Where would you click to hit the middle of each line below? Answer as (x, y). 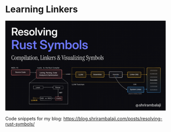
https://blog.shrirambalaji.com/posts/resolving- (113, 119)
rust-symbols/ (20, 124)
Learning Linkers (41, 9)
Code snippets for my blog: (34, 119)
